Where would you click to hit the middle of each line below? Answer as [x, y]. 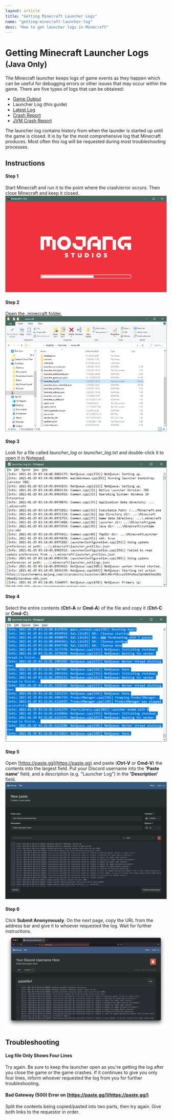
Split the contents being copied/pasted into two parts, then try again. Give [83, 1106]
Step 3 [12, 441]
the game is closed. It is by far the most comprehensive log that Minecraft [83, 136]
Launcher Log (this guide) [40, 105]
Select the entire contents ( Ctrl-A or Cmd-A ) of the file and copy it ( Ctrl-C [84, 608]
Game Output [27, 99]
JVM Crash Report [32, 121]
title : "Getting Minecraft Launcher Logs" [51, 16]
